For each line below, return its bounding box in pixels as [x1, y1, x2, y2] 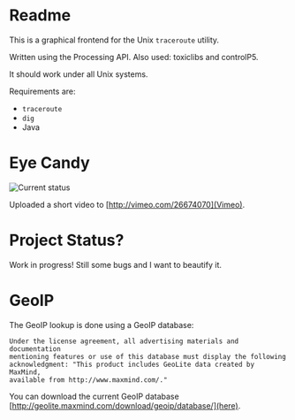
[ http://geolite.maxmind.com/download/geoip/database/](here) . [9, 400, 241, 411]
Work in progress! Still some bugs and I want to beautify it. [9, 259, 223, 270]
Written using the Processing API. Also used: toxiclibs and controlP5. [9, 51, 259, 62]
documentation [9, 344, 62, 354]
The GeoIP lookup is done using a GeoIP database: [9, 319, 194, 330]
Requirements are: [9, 86, 76, 96]
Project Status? [9, 231, 125, 250]
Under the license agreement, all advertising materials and [9, 337, 239, 346]
